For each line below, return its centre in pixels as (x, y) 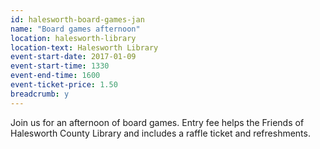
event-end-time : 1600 (55, 76)
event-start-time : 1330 (60, 66)
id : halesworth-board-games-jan (77, 19)
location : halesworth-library (73, 38)
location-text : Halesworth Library (84, 47)
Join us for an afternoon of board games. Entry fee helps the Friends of (157, 122)
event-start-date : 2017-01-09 (73, 57)
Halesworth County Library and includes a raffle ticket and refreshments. (160, 133)
